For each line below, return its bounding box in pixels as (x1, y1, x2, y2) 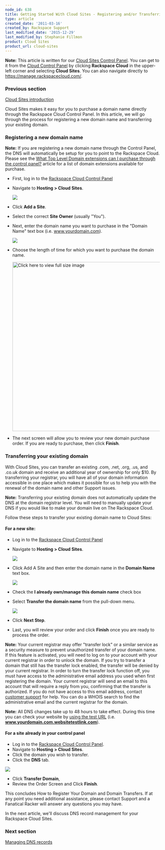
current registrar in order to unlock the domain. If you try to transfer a (5, 657, 145, 663)
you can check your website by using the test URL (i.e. (5, 714, 115, 720)
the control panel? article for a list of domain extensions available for (5, 161, 144, 167)
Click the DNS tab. (12, 756, 50, 763)
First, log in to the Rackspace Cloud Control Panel (12, 176, 113, 182)
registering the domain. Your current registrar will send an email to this (5, 678, 148, 684)
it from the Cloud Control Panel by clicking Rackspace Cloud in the (5, 63, 141, 68)
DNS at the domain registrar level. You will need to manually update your (5, 500, 152, 505)
